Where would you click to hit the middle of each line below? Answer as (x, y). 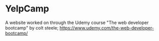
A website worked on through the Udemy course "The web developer (77, 22)
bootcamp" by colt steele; (32, 27)
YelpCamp (27, 9)
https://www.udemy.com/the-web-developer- (107, 27)
